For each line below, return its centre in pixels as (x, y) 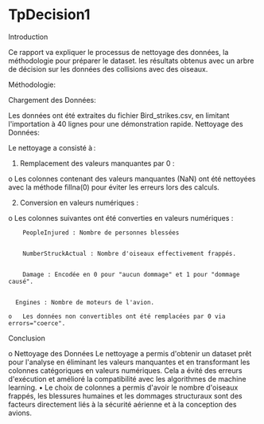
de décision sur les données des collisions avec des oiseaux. (108, 69)
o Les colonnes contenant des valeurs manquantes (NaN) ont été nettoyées (132, 179)
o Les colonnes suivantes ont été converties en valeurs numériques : (121, 218)
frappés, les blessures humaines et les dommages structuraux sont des (125, 395)
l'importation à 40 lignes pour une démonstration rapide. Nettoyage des (126, 124)
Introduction (28, 37)
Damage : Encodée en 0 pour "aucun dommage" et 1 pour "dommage (131, 274)
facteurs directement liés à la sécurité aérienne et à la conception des (122, 404)
